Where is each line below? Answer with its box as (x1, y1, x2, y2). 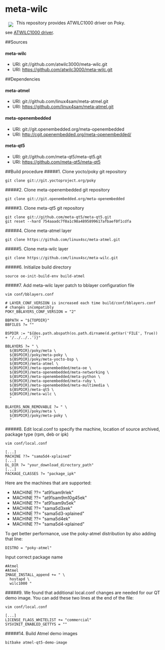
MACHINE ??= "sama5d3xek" (12, 505, 73, 511)
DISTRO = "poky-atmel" (5, 545, 52, 550)
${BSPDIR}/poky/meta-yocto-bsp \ (9, 357, 79, 362)
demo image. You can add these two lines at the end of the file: (5, 595, 134, 601)
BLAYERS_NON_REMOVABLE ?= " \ (5, 404, 68, 409)
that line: (5, 536, 23, 542)
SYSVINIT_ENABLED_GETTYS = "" (5, 622, 68, 627)
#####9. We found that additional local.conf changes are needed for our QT (5, 590, 161, 596)
